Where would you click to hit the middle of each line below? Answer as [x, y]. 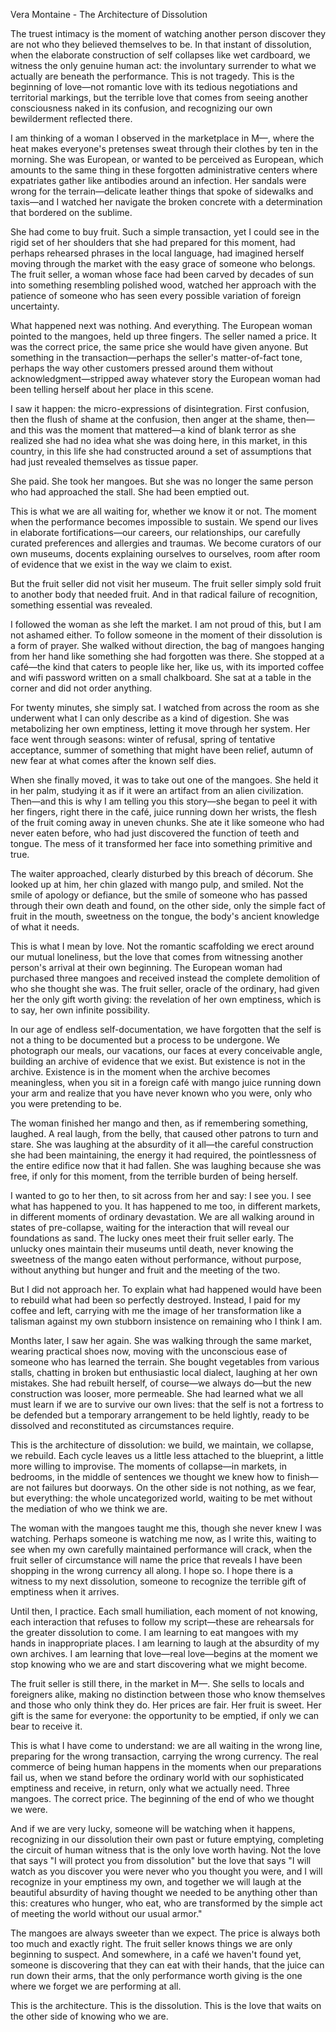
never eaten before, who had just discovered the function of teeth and [155, 833]
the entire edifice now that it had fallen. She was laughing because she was [166, 1165]
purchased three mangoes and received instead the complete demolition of [165, 978]
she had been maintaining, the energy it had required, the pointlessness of [163, 1155]
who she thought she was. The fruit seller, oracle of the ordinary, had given [165, 988]
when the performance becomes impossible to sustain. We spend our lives [164, 522]
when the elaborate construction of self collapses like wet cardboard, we [160, 55]
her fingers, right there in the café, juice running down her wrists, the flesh [163, 812]
